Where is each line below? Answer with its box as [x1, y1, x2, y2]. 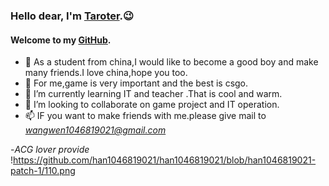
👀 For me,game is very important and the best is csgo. [24, 77, 249, 89]
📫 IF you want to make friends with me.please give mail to [24, 110, 267, 122]
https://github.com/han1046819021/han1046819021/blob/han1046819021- [13, 154, 317, 166]
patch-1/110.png [10, 165, 76, 177]
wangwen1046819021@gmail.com [24, 124, 167, 136]
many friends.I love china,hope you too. [24, 67, 188, 79]
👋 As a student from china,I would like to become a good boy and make [24, 56, 319, 68]
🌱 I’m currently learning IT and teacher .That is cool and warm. [24, 88, 283, 100]
